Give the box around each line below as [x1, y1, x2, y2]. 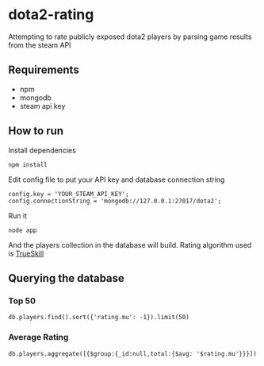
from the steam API [8, 40, 71, 49]
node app [8, 226, 37, 234]
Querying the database [8, 272, 125, 285]
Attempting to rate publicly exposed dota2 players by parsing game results [8, 32, 252, 41]
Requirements [8, 64, 79, 77]
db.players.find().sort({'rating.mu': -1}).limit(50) [8, 314, 190, 322]
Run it [8, 210, 28, 220]
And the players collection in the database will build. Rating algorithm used [8, 240, 252, 249]
